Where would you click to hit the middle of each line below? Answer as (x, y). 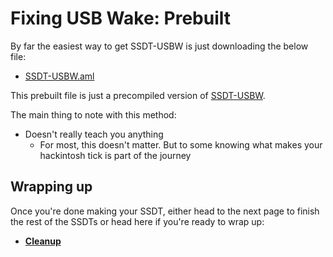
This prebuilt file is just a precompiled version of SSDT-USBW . (138, 95)
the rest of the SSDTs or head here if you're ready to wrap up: (137, 221)
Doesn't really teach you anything (94, 134)
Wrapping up (51, 187)
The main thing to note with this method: (93, 114)
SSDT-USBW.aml (59, 76)
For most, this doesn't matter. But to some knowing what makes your (181, 144)
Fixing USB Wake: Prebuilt (121, 18)
